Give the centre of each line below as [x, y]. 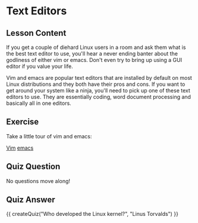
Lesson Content [36, 33]
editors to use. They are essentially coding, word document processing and [99, 97]
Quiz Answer [31, 200]
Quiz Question [33, 167]
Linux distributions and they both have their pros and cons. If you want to [96, 84]
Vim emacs [20, 148]
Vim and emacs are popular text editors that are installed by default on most [99, 78]
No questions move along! [38, 181]
